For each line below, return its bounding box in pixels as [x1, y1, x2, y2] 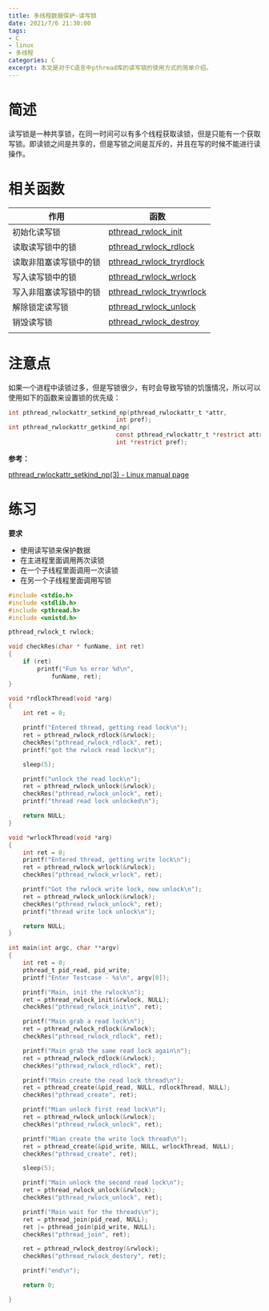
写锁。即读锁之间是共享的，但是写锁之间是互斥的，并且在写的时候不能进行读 [8, 139, 261, 148]
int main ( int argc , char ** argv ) [8, 944, 120, 952]
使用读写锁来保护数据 [19, 545, 90, 555]
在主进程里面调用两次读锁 [19, 555, 105, 565]
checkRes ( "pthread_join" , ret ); [22, 1230, 130, 1238]
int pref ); [115, 416, 152, 424]
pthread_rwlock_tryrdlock [108, 255, 205, 267]
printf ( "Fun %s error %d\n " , [37, 665, 134, 673]
